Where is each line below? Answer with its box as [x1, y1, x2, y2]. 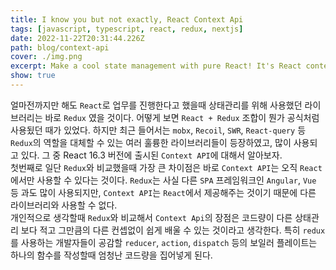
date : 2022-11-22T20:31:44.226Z [10, 33, 145, 43]
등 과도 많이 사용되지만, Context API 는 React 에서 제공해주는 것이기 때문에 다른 [10, 186, 317, 198]
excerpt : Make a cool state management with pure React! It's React [10, 61, 302, 71]
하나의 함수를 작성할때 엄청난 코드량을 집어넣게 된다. [10, 249, 213, 261]
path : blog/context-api [10, 42, 110, 53]
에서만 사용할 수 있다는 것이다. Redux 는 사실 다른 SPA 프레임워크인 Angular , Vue [10, 174, 317, 186]
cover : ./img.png [10, 52, 83, 62]
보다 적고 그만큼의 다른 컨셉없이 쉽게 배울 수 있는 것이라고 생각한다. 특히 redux [20, 224, 326, 236]
